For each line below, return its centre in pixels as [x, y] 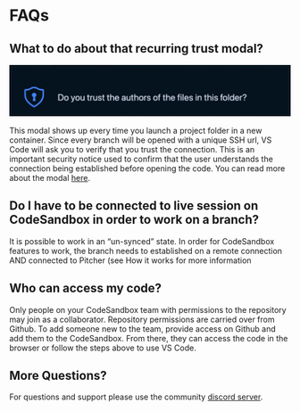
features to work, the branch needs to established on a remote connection [146, 251]
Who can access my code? [86, 288]
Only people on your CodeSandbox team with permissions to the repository [148, 309]
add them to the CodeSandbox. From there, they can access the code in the [149, 338]
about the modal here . [50, 178]
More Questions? [58, 376]
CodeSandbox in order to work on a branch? [134, 220]
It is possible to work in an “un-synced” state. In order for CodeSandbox [142, 241]
